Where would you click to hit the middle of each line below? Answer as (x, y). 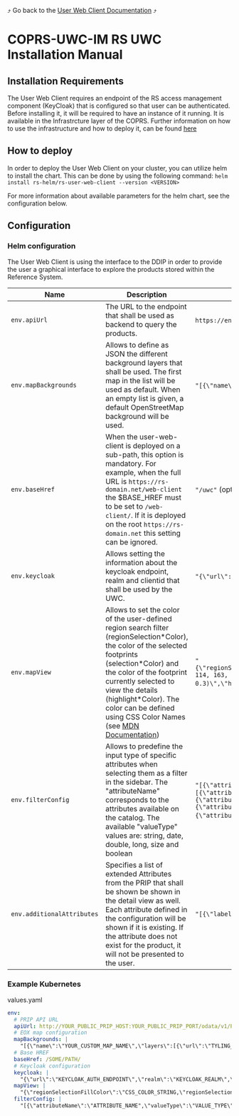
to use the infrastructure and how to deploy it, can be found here (102, 128)
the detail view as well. (143, 901)
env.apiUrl (29, 320)
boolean (119, 853)
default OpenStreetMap (145, 407)
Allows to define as (137, 345)
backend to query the (141, 324)
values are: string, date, (144, 836)
